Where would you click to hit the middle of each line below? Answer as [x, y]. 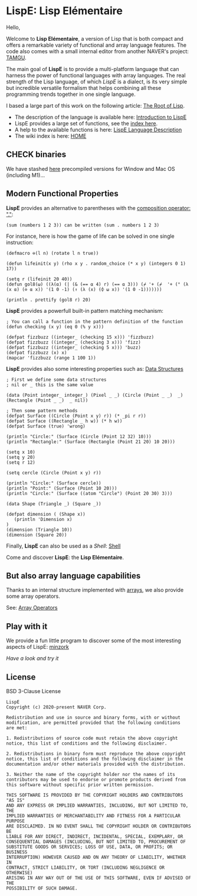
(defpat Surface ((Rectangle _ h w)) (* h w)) [64, 421]
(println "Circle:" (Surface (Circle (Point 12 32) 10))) [79, 436]
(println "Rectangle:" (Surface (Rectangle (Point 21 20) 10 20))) [91, 442]
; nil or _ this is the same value [50, 385]
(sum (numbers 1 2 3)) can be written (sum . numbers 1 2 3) [83, 225]
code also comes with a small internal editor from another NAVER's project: [97, 51]
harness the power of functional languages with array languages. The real [96, 75]
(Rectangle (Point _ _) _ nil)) [47, 400]
